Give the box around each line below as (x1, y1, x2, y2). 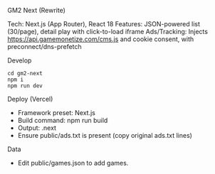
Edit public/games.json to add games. (17, 159, 129, 167)
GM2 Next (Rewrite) (7, 6, 66, 14)
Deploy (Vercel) (7, 95, 53, 103)
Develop (7, 56, 32, 65)
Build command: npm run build (17, 116, 108, 124)
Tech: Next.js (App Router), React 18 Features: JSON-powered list (7, 20, 201, 28)
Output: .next (17, 124, 57, 132)
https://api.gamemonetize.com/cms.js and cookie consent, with (7, 35, 194, 43)
